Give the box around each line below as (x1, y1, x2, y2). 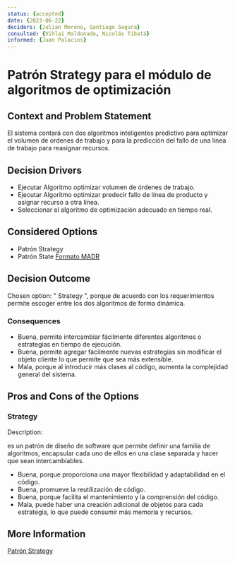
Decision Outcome (7, 273, 90, 285)
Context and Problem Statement (7, 110, 152, 122)
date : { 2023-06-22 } (7, 17, 65, 24)
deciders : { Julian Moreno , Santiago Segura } (7, 23, 140, 30)
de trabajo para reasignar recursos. (7, 144, 111, 153)
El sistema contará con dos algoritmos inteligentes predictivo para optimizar (7, 128, 229, 138)
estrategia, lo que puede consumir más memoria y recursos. (17, 508, 193, 516)
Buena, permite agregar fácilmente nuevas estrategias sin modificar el (17, 347, 222, 356)
